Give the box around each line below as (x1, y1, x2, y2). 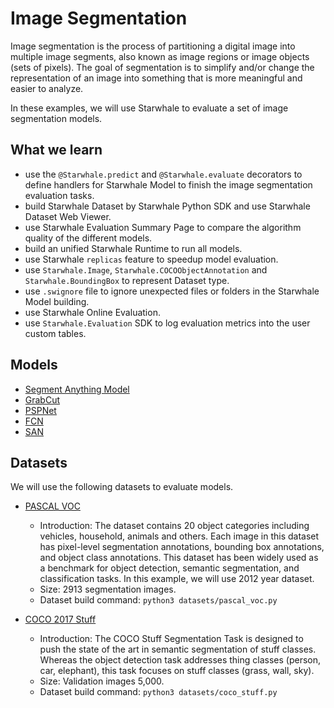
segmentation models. (10, 112, 103, 124)
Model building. (24, 295, 90, 307)
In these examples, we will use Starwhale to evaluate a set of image (10, 102, 289, 114)
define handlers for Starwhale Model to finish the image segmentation (24, 178, 313, 191)
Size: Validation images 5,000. (39, 675, 165, 687)
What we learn (10, 142, 103, 159)
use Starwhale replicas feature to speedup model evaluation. (24, 253, 279, 265)
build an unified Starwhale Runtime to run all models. (24, 242, 243, 254)
